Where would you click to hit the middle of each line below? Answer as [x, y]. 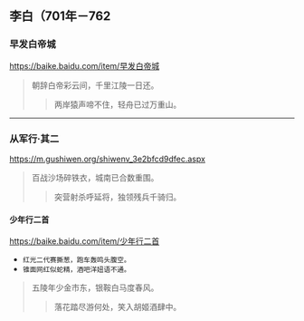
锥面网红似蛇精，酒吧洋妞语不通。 [76, 270]
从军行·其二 [34, 139]
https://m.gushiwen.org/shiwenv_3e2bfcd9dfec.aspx [108, 159]
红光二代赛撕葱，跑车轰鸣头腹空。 [76, 260]
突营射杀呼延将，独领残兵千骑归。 [118, 197]
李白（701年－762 [60, 16]
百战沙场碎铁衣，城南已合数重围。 [95, 177]
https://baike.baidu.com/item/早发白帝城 [85, 65]
